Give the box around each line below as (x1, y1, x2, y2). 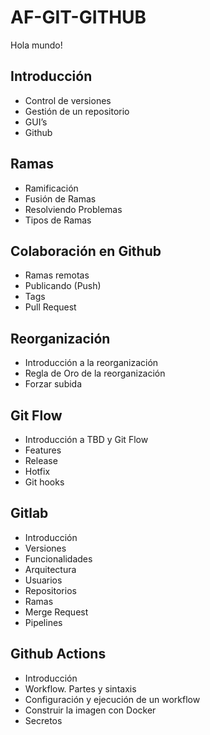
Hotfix (24, 466, 51, 477)
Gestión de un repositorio (24, 105, 130, 117)
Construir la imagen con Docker (24, 704, 157, 716)
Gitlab (10, 505, 49, 522)
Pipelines (24, 616, 63, 628)
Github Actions (10, 646, 107, 663)
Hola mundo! (10, 39, 63, 51)
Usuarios (24, 574, 63, 586)
